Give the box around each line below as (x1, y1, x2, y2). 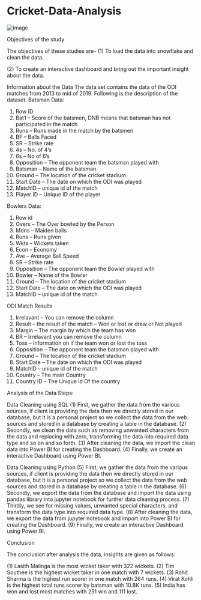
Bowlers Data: (7, 202, 41, 210)
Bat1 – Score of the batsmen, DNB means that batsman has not (15, 114, 171, 121)
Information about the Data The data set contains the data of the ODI (7, 83, 176, 91)
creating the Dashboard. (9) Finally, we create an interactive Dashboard (7, 521, 184, 528)
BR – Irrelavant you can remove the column (15, 333, 122, 340)
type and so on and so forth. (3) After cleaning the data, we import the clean (7, 439, 196, 446)
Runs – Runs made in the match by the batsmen (15, 127, 134, 134)
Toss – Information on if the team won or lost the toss (15, 339, 148, 347)
